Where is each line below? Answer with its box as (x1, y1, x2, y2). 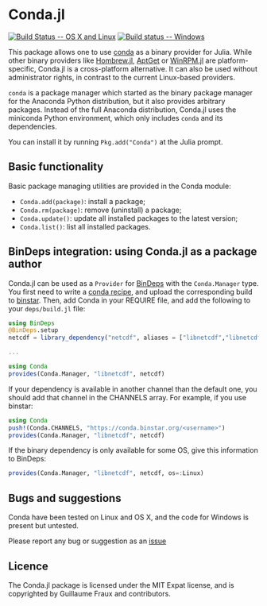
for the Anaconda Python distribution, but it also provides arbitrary (8, 96, 226, 106)
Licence (8, 559, 49, 573)
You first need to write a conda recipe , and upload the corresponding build (8, 287, 253, 296)
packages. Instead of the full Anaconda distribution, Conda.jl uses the (8, 105, 237, 114)
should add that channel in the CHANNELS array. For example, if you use (8, 392, 246, 402)
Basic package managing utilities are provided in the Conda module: (8, 181, 232, 191)
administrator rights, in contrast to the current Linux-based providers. (8, 72, 236, 82)
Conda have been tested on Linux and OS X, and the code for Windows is (8, 512, 249, 522)
